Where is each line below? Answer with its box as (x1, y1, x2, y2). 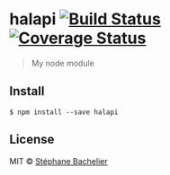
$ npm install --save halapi (9, 108, 119, 117)
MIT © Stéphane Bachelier (9, 155, 108, 166)
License (9, 132, 55, 147)
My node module (31, 57, 94, 68)
